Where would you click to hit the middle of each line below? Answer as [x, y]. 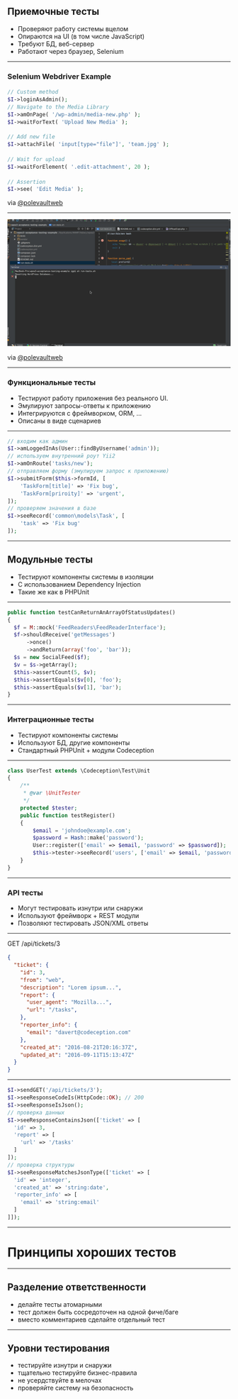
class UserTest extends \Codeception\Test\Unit [79, 770]
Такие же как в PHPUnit [53, 592]
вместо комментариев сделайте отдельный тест [91, 1320]
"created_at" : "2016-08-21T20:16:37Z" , [79, 1047]
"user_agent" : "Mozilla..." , [69, 1002]
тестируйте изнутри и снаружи [64, 1366]
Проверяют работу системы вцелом [73, 28]
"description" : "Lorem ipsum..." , [71, 988]
